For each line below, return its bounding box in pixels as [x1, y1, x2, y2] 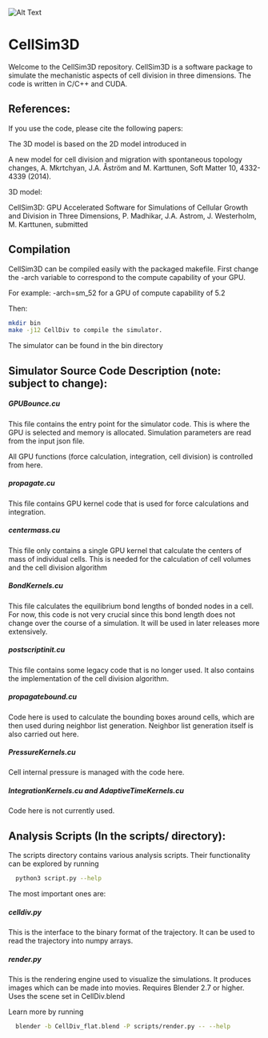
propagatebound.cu [8, 692, 78, 702]
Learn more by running [8, 1007, 84, 1016]
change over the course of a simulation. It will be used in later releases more [8, 618, 260, 627]
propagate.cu [8, 479, 56, 488]
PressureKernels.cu [8, 747, 76, 757]
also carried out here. [8, 729, 79, 739]
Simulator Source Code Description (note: [8, 364, 222, 378]
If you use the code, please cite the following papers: [8, 123, 184, 133]
